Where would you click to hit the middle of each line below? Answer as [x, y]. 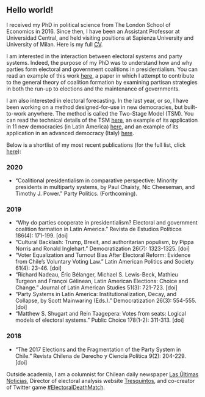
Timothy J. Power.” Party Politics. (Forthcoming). [76, 194]
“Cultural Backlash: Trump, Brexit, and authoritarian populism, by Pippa [104, 242]
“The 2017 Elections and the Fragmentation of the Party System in [98, 349]
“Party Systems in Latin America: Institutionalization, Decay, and [96, 294]
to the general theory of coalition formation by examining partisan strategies [102, 82]
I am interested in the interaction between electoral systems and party [94, 56]
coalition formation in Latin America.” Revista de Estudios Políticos [98, 229]
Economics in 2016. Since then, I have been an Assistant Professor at [93, 31]
